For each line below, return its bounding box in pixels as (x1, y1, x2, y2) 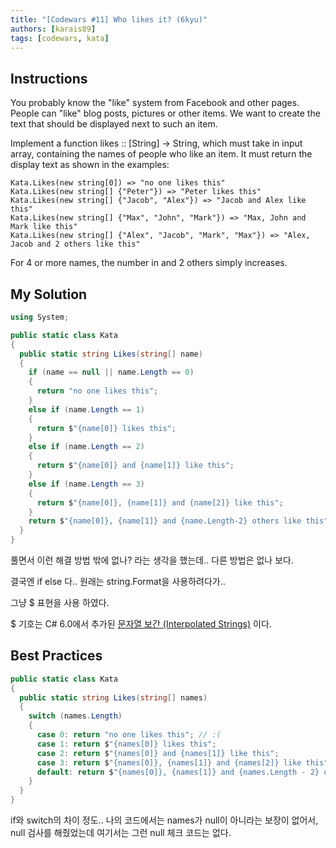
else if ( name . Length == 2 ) (28, 442, 145, 452)
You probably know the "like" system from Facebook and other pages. (10, 97, 300, 109)
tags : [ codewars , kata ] (10, 33, 110, 43)
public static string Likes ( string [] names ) (19, 692, 208, 703)
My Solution (10, 286, 88, 303)
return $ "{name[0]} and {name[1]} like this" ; (36, 461, 235, 471)
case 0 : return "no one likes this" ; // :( (36, 730, 222, 740)
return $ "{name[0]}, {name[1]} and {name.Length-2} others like (28, 516, 302, 526)
